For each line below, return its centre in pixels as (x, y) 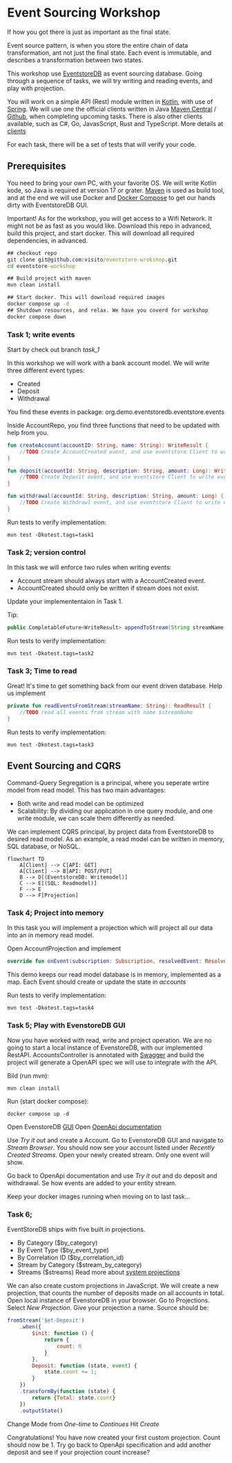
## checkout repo (32, 253)
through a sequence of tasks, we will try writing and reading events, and (110, 80)
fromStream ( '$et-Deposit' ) (46, 1320)
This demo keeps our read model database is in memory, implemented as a (114, 974)
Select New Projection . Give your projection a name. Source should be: (108, 1308)
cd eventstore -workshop (41, 266)
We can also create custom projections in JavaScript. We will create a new (113, 1286)
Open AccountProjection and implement (64, 949)
